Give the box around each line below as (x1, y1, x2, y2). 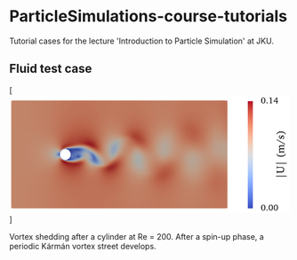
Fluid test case (9, 61, 92, 76)
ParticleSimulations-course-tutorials (9, 6, 287, 27)
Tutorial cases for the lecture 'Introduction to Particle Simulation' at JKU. (9, 35, 274, 46)
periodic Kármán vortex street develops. (9, 240, 157, 251)
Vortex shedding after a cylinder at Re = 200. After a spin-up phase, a (9, 231, 264, 241)
